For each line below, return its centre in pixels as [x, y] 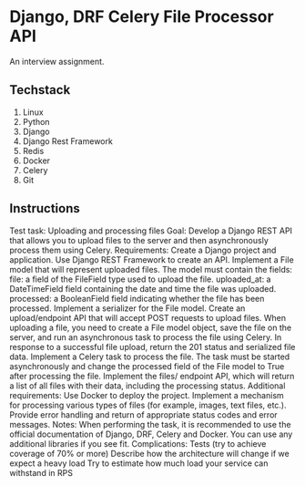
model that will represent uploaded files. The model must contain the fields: [151, 269]
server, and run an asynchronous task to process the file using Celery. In [146, 337]
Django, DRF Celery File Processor [142, 17]
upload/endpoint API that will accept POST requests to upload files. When [148, 317]
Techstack [40, 90]
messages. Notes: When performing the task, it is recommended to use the [150, 424]
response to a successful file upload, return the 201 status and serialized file [152, 346]
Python [36, 121]
